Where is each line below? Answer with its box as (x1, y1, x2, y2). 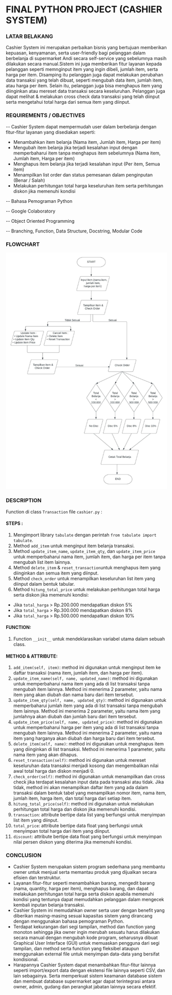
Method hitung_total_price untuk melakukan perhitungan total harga (13, 586, 160, 592)
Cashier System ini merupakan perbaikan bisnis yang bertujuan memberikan (6, 45, 167, 51)
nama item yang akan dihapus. (13, 752, 78, 758)
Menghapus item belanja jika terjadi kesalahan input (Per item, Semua (13, 161, 160, 167)
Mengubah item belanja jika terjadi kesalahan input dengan (13, 144, 138, 150)
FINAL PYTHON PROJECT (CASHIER (6, 4, 163, 15)
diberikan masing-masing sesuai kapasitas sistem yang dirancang (13, 912, 153, 919)
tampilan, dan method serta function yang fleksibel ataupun (13, 945, 140, 951)
